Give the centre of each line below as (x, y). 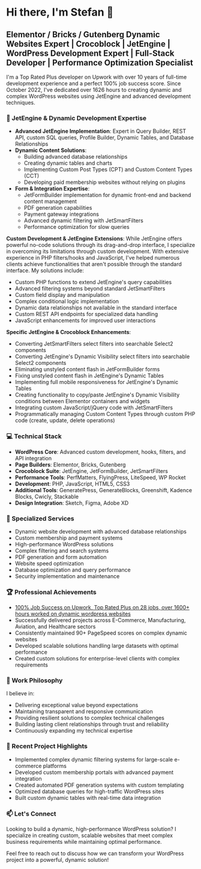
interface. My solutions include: (45, 270)
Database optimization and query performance (73, 570)
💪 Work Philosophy (34, 680)
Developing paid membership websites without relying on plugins (105, 182)
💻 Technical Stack (34, 436)
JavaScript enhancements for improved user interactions (85, 320)
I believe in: (20, 694)
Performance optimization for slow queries (77, 227)
